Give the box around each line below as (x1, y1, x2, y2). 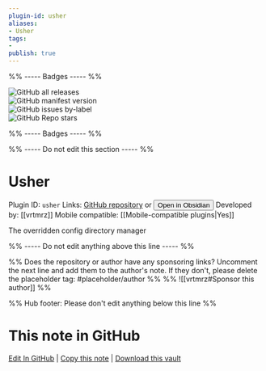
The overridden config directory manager (8, 226, 147, 235)
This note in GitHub (8, 327, 141, 345)
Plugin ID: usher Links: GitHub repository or (8, 200, 152, 209)
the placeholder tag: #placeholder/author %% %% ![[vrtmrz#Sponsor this (8, 274, 255, 284)
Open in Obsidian (157, 200, 210, 209)
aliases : (8, 19, 38, 27)
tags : (8, 34, 27, 43)
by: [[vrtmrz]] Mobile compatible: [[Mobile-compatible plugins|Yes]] (8, 209, 234, 219)
